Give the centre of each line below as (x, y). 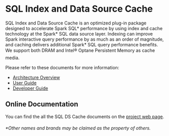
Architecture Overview (36, 77)
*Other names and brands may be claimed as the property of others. (78, 128)
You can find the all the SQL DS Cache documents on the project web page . (85, 116)
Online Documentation (42, 104)
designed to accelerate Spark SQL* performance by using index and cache (84, 28)
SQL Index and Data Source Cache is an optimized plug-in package (76, 23)
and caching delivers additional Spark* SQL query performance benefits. (82, 44)
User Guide (24, 83)
